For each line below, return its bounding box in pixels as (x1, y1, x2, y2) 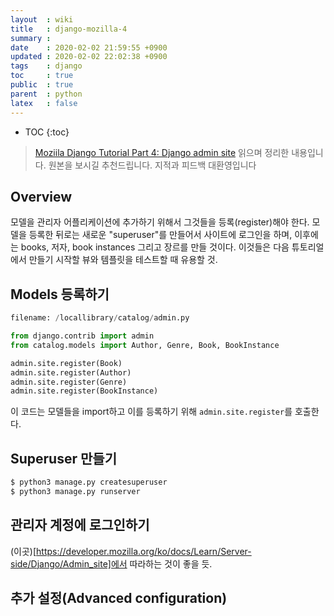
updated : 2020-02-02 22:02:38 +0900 (10, 52, 168, 62)
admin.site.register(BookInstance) (10, 386, 159, 396)
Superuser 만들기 (10, 450, 117, 467)
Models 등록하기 (10, 286, 110, 303)
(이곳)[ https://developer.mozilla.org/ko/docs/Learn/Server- (10, 545, 252, 557)
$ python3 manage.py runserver (10, 486, 141, 496)
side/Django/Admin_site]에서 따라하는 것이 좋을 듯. (10, 557, 213, 570)
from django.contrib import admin (10, 331, 155, 341)
